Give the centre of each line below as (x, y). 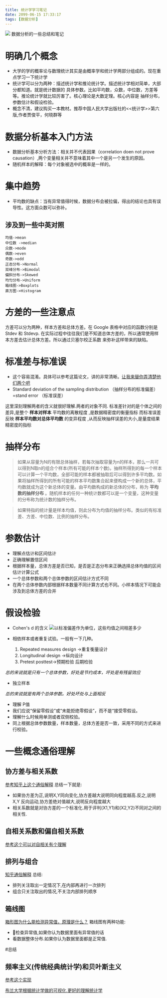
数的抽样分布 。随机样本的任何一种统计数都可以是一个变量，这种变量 (88, 493)
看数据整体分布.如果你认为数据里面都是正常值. (60, 939)
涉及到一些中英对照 (35, 225)
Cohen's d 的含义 (30, 628)
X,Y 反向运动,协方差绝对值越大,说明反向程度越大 (62, 801)
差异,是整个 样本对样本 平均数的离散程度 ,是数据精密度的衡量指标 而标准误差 (83, 412)
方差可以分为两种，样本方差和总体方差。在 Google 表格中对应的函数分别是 (82, 327)
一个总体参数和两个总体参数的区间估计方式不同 (60, 578)
